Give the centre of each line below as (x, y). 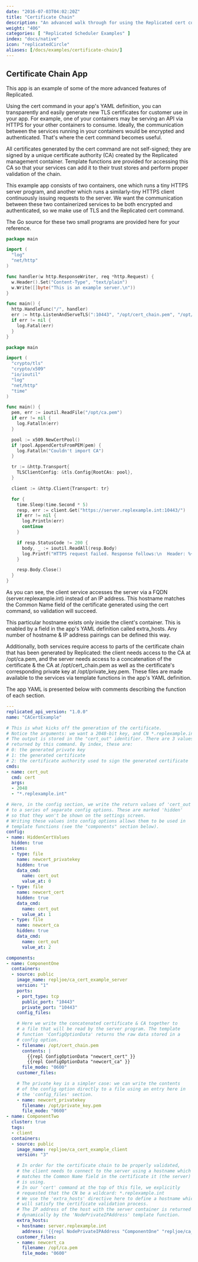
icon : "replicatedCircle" (38, 45)
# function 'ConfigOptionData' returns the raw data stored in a (99, 1035)
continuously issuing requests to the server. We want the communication (95, 198)
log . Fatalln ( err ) (38, 424)
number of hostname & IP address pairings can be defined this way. (88, 635)
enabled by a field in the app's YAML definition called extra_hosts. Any (92, 629)
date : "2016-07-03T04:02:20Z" (43, 12)
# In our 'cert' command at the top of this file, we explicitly (99, 1188)
